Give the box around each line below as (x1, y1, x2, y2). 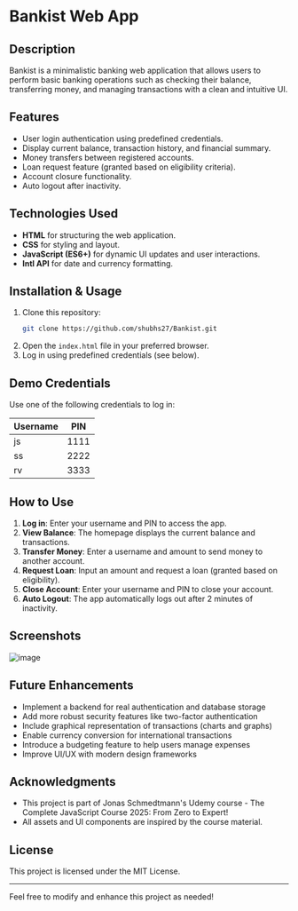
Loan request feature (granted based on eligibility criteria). (21, 162, 237, 172)
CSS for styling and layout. (21, 239, 121, 250)
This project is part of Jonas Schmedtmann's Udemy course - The (21, 797, 265, 809)
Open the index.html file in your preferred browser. (21, 340, 210, 352)
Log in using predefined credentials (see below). (21, 350, 200, 360)
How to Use (9, 495, 74, 510)
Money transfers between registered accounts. (21, 152, 194, 162)
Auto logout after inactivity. (21, 180, 122, 191)
